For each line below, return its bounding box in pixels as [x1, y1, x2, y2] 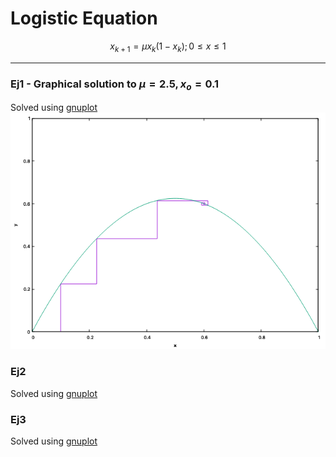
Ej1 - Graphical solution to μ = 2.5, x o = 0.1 [10, 77, 220, 92]
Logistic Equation [10, 7, 158, 30]
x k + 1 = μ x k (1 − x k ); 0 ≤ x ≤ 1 [109, 40, 227, 54]
